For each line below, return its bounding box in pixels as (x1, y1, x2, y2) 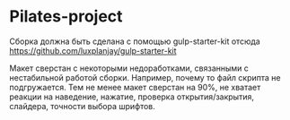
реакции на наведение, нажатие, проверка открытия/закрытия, (9, 91, 254, 102)
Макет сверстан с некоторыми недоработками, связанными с (9, 63, 250, 73)
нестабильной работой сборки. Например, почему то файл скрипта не (9, 72, 281, 82)
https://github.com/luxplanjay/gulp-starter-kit (9, 45, 177, 56)
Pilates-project (9, 6, 123, 27)
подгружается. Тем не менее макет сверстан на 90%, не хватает (9, 81, 261, 92)
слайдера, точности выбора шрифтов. (9, 100, 155, 111)
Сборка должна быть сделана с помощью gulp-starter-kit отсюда (9, 36, 260, 47)
